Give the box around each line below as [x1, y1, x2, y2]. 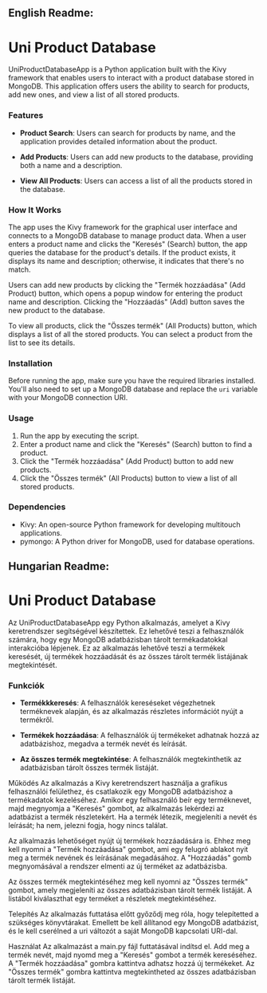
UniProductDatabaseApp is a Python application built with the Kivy [8, 65, 227, 74]
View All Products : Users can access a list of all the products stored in [19, 175, 253, 186]
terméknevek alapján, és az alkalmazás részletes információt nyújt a [19, 707, 244, 716]
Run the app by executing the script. [19, 430, 139, 441]
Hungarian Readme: [8, 559, 110, 573]
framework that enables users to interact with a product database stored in [8, 73, 254, 83]
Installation [8, 358, 53, 369]
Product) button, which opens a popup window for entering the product [8, 288, 243, 298]
